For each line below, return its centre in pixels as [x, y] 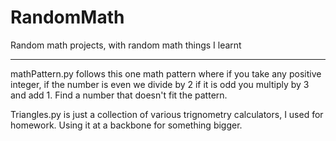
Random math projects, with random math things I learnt [126, 45]
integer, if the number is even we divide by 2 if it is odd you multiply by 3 [160, 84]
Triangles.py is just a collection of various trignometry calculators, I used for [167, 114]
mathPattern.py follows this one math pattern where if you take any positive [166, 73]
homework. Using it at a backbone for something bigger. [126, 125]
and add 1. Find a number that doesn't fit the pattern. [119, 95]
